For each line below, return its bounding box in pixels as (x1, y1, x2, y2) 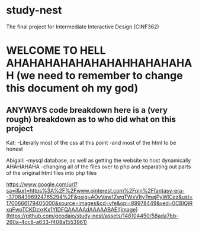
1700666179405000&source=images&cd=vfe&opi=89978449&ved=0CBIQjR (6, 199, 193, 207)
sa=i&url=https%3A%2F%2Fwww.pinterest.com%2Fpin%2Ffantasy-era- (6, 187, 185, 194)
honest (6, 145, 24, 152)
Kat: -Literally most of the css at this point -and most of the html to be (6, 139, 176, 146)
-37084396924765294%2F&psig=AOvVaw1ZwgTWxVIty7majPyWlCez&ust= (6, 193, 193, 200)
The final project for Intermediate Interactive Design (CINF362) (6, 23, 159, 30)
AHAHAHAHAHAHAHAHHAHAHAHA (6, 57, 192, 70)
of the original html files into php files (6, 169, 97, 176)
